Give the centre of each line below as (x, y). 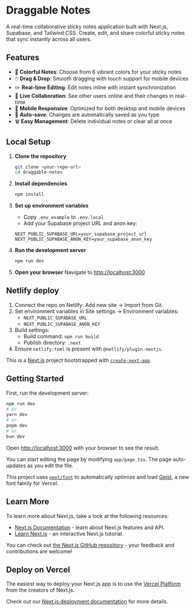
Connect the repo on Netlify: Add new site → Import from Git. (89, 305)
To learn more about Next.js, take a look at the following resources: (87, 516)
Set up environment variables (52, 206)
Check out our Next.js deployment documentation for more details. (87, 602)
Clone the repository (40, 156)
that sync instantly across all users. (49, 39)
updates (16, 465)
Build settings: (32, 330)
